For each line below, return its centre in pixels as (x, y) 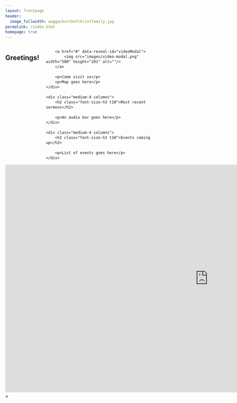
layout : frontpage (25, 11)
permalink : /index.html (30, 27)
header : (13, 16)
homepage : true (21, 32)
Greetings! (22, 57)
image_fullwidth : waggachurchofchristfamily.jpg (62, 21)
